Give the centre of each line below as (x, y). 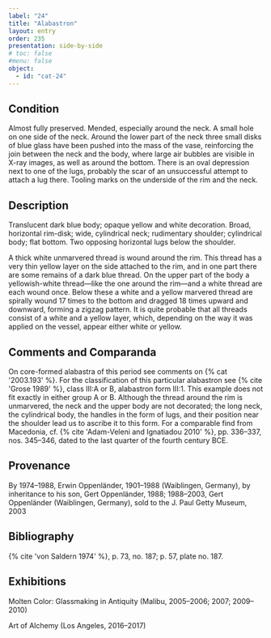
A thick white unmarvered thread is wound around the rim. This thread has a (135, 258)
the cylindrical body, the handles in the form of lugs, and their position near (133, 415)
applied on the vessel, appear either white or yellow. (95, 327)
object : (21, 69)
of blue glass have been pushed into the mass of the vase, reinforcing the (131, 146)
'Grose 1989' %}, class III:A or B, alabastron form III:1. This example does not (136, 389)
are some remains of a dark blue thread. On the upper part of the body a (129, 275)
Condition (34, 109)
